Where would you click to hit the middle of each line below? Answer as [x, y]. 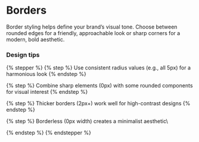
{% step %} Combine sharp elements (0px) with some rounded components [99, 86]
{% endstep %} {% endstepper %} [49, 133]
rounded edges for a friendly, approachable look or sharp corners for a [93, 33]
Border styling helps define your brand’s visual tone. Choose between [92, 27]
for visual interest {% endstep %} [47, 92]
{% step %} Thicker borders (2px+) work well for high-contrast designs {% [98, 103]
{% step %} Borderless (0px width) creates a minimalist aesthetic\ [87, 121]
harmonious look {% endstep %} [46, 74]
